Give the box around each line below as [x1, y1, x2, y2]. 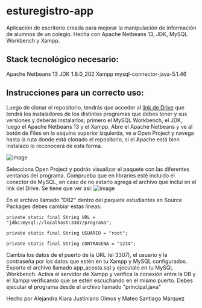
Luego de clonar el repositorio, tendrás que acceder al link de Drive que [6, 103, 185, 111]
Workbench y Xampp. [6, 37, 60, 44]
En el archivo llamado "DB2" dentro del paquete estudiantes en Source [6, 196, 182, 203]
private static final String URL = [6, 214, 96, 220]
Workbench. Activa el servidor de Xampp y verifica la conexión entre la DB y [6, 270, 196, 277]
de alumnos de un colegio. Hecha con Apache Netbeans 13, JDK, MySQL [6, 30, 188, 37]
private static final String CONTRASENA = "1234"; [6, 241, 136, 247]
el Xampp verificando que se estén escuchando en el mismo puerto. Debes [6, 277, 193, 284]
